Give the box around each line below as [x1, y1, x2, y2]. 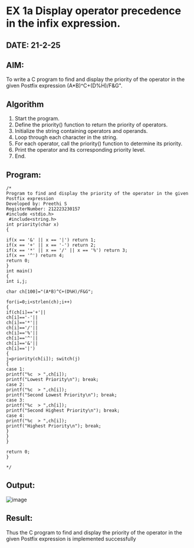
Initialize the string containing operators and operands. [14, 128, 148, 135]
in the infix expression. [6, 17, 121, 30]
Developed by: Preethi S [6, 201, 67, 207]
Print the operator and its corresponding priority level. [14, 146, 146, 154]
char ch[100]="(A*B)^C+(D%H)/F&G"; [6, 289, 94, 295]
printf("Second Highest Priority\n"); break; [6, 407, 120, 414]
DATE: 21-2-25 [6, 40, 61, 50]
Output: [6, 480, 35, 491]
